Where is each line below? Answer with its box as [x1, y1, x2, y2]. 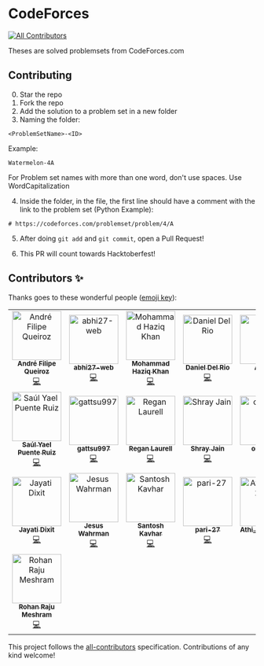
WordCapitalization [8, 181, 70, 190]
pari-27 [195, 525, 221, 535]
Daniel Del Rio [185, 363, 230, 372]
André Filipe [16, 359, 57, 368]
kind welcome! [8, 650, 56, 660]
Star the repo [19, 90, 63, 99]
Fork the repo [19, 98, 64, 107]
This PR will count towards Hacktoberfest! [19, 248, 156, 258]
